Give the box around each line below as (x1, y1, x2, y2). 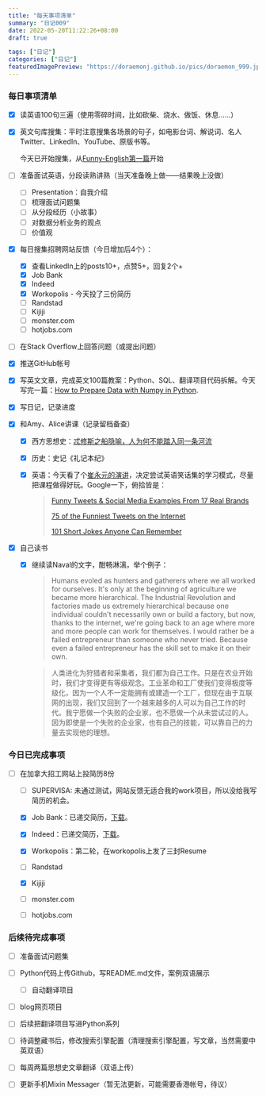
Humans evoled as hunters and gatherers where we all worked (51, 575, 256, 585)
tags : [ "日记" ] (8, 48, 56, 56)
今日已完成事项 (8, 749, 66, 760)
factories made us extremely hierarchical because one (51, 601, 230, 610)
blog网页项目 (19, 1002, 63, 1012)
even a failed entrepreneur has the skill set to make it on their (51, 643, 251, 652)
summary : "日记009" (8, 19, 70, 27)
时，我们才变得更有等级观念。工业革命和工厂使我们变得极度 (51, 678, 246, 687)
